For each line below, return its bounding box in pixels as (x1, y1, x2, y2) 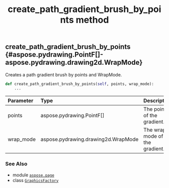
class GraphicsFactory (12, 177, 59, 183)
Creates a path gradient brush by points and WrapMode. (5, 71, 122, 77)
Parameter (8, 97, 34, 104)
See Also (5, 160, 28, 167)
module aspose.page (12, 172, 54, 178)
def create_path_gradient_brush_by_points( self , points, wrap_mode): (5, 81, 154, 86)
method (75, 14, 109, 26)
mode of (143, 133, 163, 140)
